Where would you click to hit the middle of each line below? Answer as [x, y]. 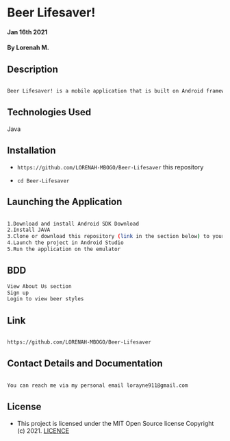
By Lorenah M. [28, 48]
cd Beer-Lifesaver [43, 181]
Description [33, 69]
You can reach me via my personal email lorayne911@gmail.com [98, 385]
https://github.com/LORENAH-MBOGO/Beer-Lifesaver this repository [110, 167]
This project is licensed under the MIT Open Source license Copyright [115, 423]
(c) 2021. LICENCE [43, 431]
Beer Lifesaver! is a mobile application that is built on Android [105, 91]
